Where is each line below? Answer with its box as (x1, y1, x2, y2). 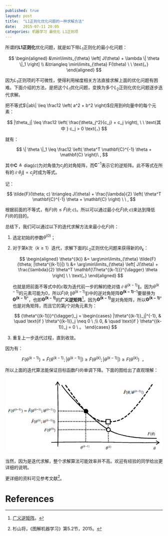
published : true (5, 8, 39, 13)
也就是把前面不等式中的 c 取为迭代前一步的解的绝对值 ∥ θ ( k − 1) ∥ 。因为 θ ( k (12, 283, 159, 289)
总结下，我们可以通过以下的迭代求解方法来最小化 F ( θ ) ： (5, 224, 119, 230)
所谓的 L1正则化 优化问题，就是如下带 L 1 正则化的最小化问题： (5, 44, 127, 51)
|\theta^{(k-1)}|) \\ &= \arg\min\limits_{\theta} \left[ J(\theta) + (33, 261, 158, 267)
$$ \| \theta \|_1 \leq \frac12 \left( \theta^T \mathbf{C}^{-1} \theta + (16, 146, 152, 152)
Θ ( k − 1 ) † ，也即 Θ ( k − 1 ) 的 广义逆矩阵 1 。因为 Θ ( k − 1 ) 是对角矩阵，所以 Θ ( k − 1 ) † (12, 295, 162, 302)
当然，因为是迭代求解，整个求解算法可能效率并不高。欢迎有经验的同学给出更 (5, 458, 163, 464)
